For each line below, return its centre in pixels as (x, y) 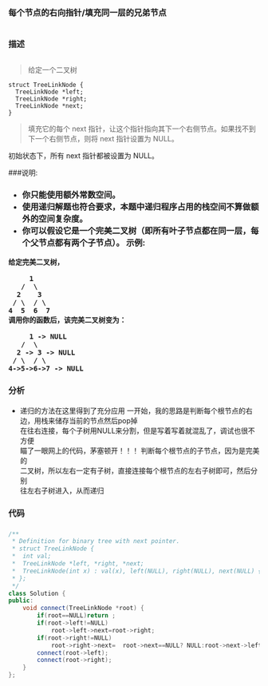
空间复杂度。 (63, 219)
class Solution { (37, 593)
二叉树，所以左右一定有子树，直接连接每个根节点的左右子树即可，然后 (135, 471)
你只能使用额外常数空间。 (71, 195)
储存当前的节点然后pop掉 (96, 421)
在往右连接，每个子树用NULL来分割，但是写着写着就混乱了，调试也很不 (137, 431)
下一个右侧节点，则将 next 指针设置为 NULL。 (103, 138)
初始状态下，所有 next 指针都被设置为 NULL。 (84, 155)
